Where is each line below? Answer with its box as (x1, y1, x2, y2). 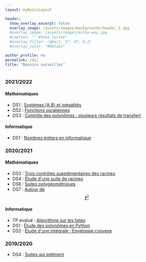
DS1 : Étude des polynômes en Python (12, 222, 91, 228)
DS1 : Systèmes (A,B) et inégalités (12, 102, 82, 108)
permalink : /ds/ (5, 58, 39, 63)
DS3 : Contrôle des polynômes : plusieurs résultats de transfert (12, 112, 141, 118)
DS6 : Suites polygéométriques (12, 181, 76, 187)
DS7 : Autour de (12, 186, 45, 192)
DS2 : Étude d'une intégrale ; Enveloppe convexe (12, 228, 112, 234)
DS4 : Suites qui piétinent (12, 251, 64, 257)
